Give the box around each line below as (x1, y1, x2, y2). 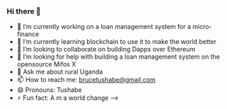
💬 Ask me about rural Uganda (16, 67, 103, 76)
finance (16, 30, 40, 38)
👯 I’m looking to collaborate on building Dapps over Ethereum (16, 45, 196, 54)
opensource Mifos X (16, 60, 76, 69)
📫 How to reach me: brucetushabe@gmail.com (16, 76, 156, 84)
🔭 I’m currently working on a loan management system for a (16, 23, 192, 31)
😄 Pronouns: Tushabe (16, 86, 82, 94)
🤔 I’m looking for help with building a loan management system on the (16, 52, 221, 61)
